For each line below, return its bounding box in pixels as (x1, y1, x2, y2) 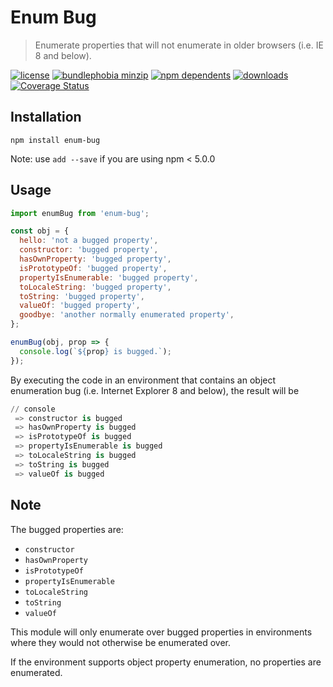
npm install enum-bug (10, 135, 101, 145)
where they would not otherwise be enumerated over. (10, 636, 232, 648)
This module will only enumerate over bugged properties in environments (10, 626, 313, 638)
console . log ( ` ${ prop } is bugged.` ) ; (19, 346, 172, 356)
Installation (10, 109, 82, 126)
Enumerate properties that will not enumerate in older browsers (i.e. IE (34, 39, 324, 51)
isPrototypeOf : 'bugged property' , (19, 263, 168, 273)
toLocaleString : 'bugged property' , (19, 282, 172, 292)
